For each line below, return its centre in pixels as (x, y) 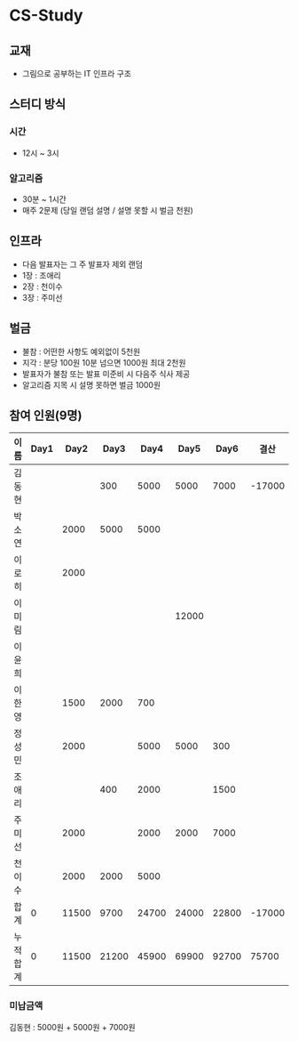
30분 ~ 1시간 (44, 199)
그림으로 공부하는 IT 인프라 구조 (76, 73)
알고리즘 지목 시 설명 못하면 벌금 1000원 (91, 384)
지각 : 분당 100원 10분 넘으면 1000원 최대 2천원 (104, 362)
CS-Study (46, 16)
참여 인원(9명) (46, 416)
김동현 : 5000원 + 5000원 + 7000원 (72, 1027)
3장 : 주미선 (42, 297)
